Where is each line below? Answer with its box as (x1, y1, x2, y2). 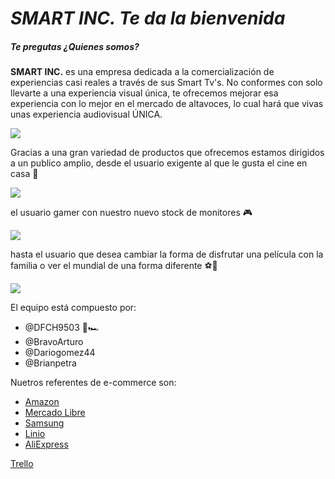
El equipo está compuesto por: (10, 302, 137, 314)
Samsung (24, 417, 65, 429)
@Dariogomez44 (24, 347, 96, 359)
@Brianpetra (24, 357, 77, 369)
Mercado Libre (24, 407, 86, 419)
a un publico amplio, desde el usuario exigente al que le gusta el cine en (10, 157, 308, 169)
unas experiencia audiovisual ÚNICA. (10, 108, 163, 121)
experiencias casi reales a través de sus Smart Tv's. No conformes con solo (10, 77, 323, 89)
